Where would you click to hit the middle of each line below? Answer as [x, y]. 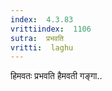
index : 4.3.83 [42, 19]
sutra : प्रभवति [37, 38]
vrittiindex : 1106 [51, 29]
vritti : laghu [42, 47]
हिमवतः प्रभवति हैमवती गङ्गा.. [56, 76]
